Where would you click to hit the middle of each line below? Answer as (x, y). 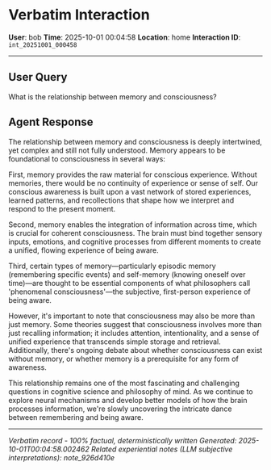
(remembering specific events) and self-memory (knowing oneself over (127, 274)
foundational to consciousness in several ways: (87, 158)
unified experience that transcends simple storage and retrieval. (115, 342)
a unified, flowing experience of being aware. (83, 250)
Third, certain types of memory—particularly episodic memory (112, 266)
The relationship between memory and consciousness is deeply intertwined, (135, 141)
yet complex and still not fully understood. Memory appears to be (117, 150)
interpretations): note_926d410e (62, 457)
